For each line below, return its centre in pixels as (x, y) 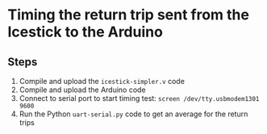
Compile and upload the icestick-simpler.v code (102, 81)
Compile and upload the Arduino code (82, 90)
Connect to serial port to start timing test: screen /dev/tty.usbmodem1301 (139, 98)
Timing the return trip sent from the (128, 15)
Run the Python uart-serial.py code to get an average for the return (133, 114)
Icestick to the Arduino (85, 32)
